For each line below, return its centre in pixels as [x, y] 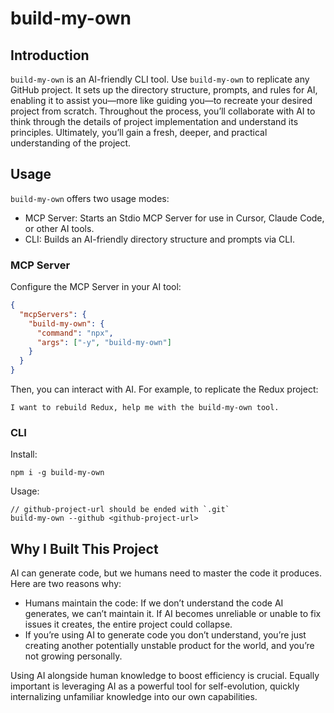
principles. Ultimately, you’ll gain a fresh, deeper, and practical [139, 132]
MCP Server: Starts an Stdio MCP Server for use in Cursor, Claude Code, [174, 218]
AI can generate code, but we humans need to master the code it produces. [166, 573]
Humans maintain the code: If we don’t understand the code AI [154, 603]
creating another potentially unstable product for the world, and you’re [169, 646]
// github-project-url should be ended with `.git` [120, 510]
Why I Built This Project [84, 548]
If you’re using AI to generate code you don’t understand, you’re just [165, 635]
